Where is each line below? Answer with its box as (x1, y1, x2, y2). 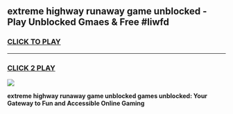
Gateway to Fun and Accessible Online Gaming (7, 99, 145, 107)
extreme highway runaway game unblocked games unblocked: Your (7, 91, 208, 99)
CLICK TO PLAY (7, 37, 61, 47)
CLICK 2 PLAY (7, 63, 55, 73)
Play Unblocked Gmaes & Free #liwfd (7, 17, 170, 28)
